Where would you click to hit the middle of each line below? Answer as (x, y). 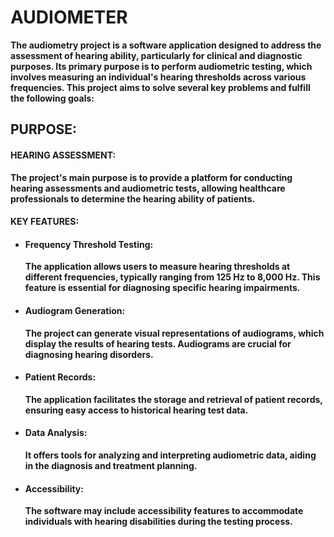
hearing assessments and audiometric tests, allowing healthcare (148, 188)
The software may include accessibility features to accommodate (164, 511)
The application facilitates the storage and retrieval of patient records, (173, 399)
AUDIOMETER (69, 17)
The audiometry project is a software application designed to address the (166, 45)
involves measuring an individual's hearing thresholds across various (158, 77)
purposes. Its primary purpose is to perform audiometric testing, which (161, 66)
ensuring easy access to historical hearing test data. (136, 410)
